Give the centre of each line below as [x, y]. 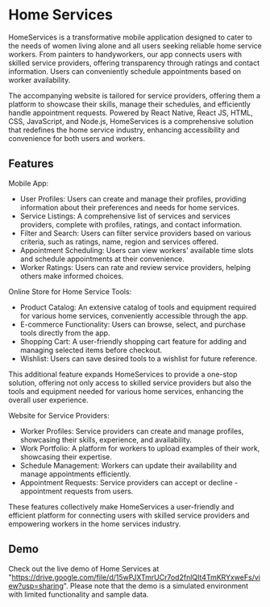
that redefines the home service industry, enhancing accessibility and [124, 130]
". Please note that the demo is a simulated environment [156, 585]
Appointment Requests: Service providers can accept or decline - [129, 482]
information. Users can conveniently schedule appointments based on [125, 71]
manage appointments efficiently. [75, 474]
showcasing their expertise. [66, 456]
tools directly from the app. [65, 333]
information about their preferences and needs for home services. [130, 207]
